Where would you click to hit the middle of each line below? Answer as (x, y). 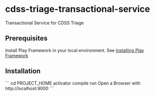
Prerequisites (26, 38)
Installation (23, 71)
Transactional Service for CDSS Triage (44, 23)
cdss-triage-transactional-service (78, 9)
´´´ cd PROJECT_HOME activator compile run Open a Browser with (73, 83)
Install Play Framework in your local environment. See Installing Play (75, 50)
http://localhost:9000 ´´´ (30, 88)
